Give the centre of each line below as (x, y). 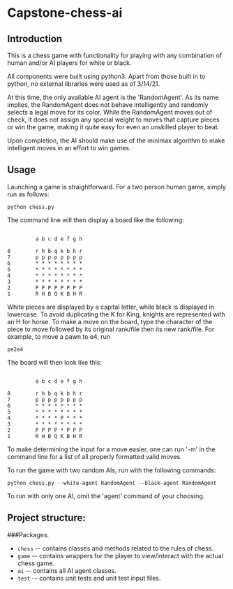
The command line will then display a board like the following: (96, 220)
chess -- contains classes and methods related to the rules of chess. (115, 548)
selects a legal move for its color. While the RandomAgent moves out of (110, 112)
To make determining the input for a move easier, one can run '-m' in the (111, 449)
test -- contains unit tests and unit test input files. (89, 578)
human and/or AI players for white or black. (69, 63)
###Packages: (28, 535)
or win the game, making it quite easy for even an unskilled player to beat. (113, 127)
